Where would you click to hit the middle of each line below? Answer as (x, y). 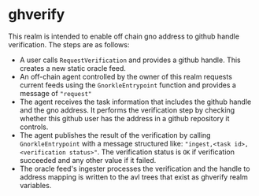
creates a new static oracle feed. (72, 68)
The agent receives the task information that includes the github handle (135, 102)
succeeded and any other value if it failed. (88, 160)
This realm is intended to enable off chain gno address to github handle (124, 36)
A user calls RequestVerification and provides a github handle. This (130, 60)
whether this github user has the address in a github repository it (124, 118)
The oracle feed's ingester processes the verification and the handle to (135, 168)
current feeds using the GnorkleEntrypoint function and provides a (128, 85)
